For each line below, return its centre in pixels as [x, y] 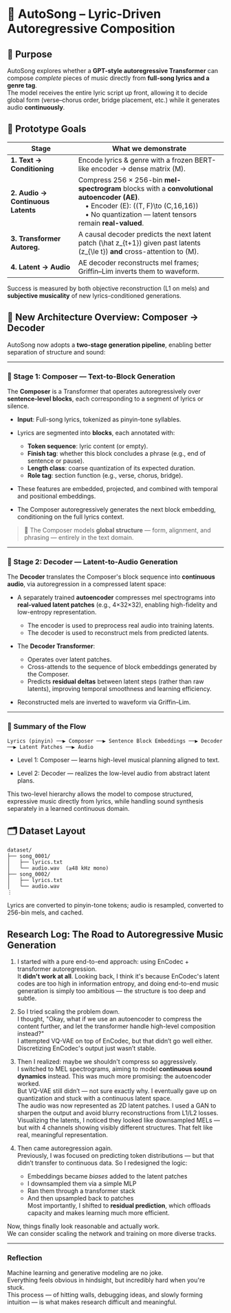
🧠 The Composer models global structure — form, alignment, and [117, 530]
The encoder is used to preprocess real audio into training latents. [121, 625]
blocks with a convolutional [168, 188]
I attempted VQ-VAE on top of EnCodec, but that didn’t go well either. [115, 1041]
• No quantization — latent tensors [141, 214]
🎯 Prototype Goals [47, 129]
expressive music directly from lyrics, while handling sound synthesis [106, 801]
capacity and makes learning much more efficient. [98, 1213]
